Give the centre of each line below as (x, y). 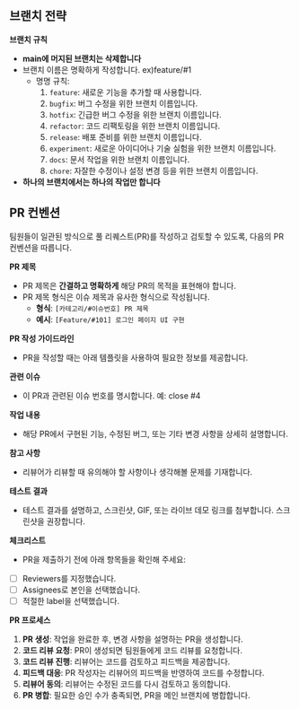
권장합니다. (66, 521)
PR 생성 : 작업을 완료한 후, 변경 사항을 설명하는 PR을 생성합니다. (133, 639)
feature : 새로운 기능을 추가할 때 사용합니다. (125, 92)
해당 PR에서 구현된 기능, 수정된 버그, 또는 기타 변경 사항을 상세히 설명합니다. (155, 433)
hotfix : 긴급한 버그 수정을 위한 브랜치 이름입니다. (135, 114)
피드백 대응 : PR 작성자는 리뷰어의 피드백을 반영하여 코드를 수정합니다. (143, 672)
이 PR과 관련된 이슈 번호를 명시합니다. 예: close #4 (111, 395)
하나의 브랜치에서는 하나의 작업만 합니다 (91, 181)
